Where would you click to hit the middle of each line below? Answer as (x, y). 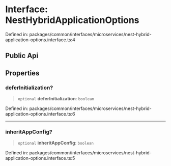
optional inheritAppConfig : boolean (56, 143)
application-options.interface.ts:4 (40, 40)
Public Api (22, 56)
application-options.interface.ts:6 (40, 114)
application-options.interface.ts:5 (40, 158)
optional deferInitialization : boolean (56, 99)
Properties (22, 73)
